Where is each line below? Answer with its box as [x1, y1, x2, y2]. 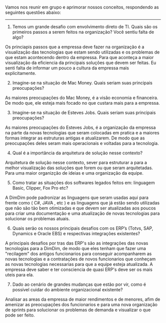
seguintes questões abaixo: [5, 9, 61, 15]
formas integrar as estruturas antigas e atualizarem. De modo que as [5, 135, 145, 141]
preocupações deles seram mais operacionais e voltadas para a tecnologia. [5, 140, 159, 146]
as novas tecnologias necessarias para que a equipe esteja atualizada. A [5, 261, 153, 267]
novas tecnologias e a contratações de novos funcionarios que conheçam [5, 256, 156, 262]
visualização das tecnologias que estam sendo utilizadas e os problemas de [5, 49, 160, 55]
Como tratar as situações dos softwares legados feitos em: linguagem [12, 180, 155, 186]
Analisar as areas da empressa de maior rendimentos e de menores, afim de [5, 296, 161, 302]
